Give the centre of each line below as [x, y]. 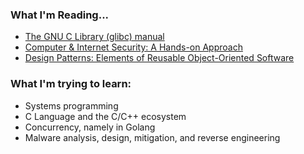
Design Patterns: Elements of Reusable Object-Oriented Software [159, 58]
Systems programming [71, 105]
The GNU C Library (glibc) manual [94, 37]
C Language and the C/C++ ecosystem [105, 116]
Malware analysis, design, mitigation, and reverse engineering [152, 137]
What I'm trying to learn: [71, 84]
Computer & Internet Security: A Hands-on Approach [133, 47]
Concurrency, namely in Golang [90, 127]
